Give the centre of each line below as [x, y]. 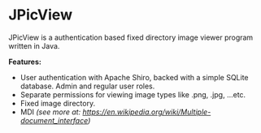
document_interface [54, 120]
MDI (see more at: [50, 112]
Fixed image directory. [58, 103]
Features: [25, 62]
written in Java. [34, 45]
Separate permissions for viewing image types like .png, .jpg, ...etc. [133, 94]
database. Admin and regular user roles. [87, 86]
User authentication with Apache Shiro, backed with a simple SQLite [135, 77]
